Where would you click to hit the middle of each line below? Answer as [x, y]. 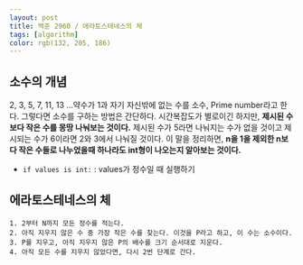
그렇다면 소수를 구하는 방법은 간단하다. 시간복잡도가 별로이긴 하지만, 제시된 [153, 116]
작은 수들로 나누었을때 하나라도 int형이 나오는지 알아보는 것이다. [130, 151]
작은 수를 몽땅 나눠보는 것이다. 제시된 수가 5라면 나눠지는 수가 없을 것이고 [154, 128]
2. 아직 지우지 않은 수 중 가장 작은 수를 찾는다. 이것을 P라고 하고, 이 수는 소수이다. [151, 233]
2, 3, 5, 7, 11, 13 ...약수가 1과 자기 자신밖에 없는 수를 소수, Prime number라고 [144, 105]
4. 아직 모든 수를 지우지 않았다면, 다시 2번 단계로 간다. [103, 252]
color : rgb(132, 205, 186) [60, 43]
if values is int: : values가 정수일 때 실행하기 [109, 169]
